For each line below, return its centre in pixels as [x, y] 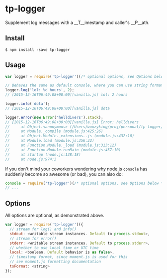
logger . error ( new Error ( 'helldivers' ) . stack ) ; [54, 117]
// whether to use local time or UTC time [54, 248]
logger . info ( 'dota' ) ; [28, 104]
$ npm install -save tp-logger [38, 50]
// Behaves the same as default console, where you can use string [77, 85]
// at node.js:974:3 [31, 159]
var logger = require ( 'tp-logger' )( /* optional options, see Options [79, 76]
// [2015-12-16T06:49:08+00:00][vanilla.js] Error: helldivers [72, 122]
